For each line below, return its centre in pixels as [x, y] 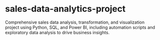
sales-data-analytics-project [65, 9]
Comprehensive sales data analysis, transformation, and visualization [75, 22]
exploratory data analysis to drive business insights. [57, 32]
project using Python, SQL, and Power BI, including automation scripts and [80, 27]
